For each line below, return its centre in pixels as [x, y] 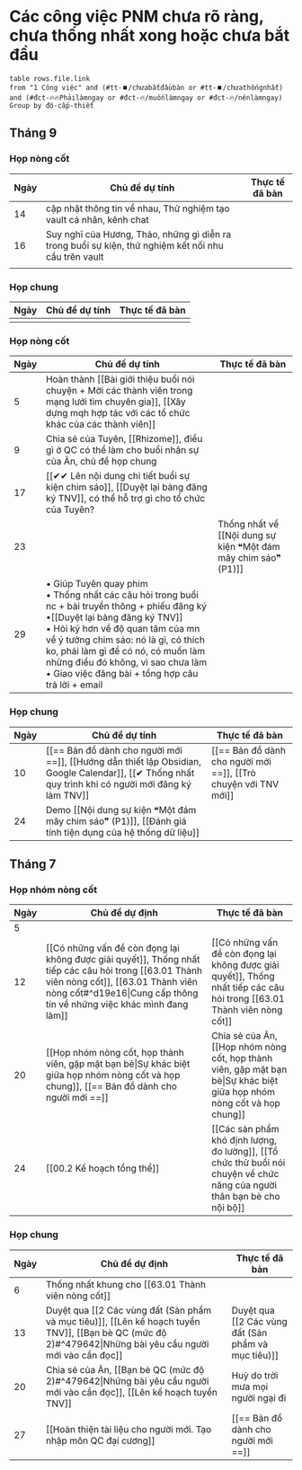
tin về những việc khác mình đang [117, 1005]
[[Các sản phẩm [245, 1129]
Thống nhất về [248, 525]
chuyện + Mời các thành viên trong [119, 391]
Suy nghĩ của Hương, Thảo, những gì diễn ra [138, 234]
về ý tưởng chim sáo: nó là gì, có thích [125, 640]
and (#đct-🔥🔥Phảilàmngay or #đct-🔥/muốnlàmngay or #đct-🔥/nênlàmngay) [146, 97]
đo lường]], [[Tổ [244, 1152]
